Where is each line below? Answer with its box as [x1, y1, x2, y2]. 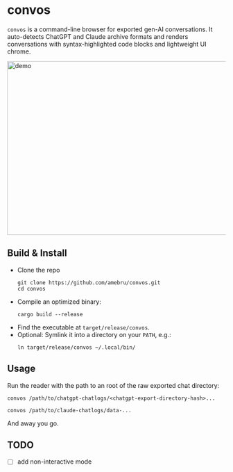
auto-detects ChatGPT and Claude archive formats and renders [7, 32, 189, 40]
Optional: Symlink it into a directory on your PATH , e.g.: [17, 330, 171, 339]
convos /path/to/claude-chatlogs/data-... [7, 407, 132, 414]
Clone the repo [17, 266, 60, 274]
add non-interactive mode [17, 457, 92, 466]
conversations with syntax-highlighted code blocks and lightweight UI [7, 40, 207, 48]
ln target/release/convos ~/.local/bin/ [17, 343, 136, 351]
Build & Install [7, 247, 67, 259]
